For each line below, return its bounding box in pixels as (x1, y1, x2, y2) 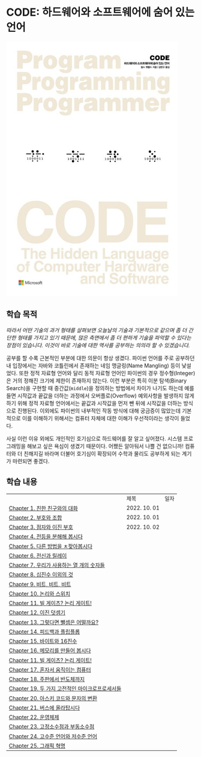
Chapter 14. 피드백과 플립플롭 (8, 628, 80, 635)
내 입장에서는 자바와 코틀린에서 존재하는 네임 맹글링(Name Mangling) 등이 (6, 362, 181, 369)
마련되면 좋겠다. (12, 457, 50, 464)
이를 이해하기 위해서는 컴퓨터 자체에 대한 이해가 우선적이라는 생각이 (22, 414, 179, 422)
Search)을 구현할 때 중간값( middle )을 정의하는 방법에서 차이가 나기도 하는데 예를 (6, 384, 194, 391)
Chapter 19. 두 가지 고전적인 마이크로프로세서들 (8, 685, 122, 693)
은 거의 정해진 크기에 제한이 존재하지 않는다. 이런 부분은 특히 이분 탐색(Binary (6, 377, 187, 384)
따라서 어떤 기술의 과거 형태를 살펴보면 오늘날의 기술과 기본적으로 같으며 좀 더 (6, 326, 187, 334)
